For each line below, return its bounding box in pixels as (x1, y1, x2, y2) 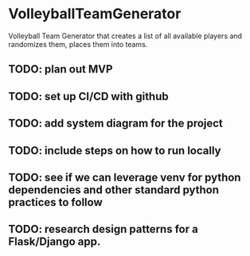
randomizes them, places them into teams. (8, 39, 148, 48)
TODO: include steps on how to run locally (8, 144, 221, 157)
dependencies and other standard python (8, 183, 220, 196)
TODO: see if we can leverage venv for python (8, 170, 241, 184)
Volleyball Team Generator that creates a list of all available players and (8, 31, 243, 41)
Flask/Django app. (8, 235, 101, 249)
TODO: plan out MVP (8, 63, 113, 76)
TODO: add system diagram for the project (8, 117, 223, 130)
